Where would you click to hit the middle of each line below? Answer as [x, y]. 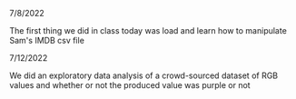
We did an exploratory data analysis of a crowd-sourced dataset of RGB [144, 75]
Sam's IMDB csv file [47, 40]
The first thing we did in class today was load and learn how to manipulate [148, 30]
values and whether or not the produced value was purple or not [130, 85]
